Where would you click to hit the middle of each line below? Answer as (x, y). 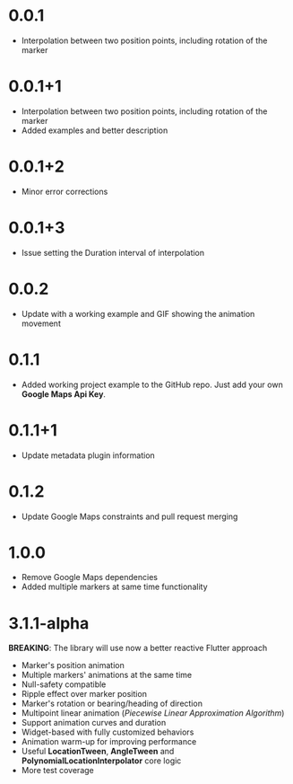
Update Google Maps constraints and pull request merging (129, 516)
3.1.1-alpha (49, 623)
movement (41, 323)
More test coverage (58, 771)
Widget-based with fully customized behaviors (108, 732)
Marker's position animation (73, 665)
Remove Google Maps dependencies (90, 577)
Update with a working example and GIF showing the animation (138, 313)
